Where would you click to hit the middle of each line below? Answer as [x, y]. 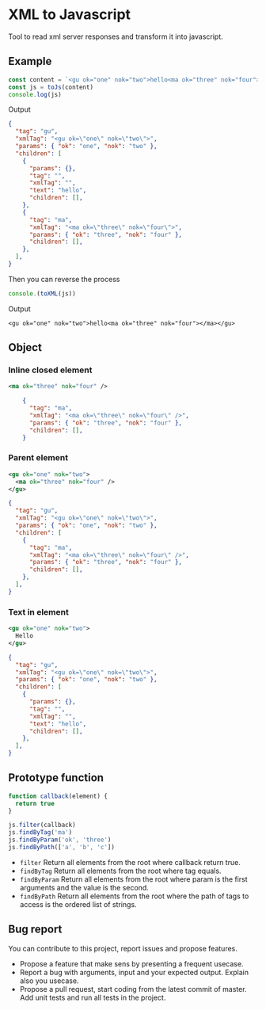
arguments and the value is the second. [84, 887]
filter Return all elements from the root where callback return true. [130, 862]
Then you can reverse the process [64, 279]
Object [25, 347]
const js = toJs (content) [51, 87]
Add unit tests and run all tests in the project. [93, 997]
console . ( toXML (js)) [42, 293]
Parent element [38, 458]
